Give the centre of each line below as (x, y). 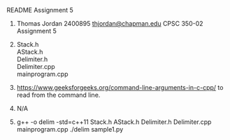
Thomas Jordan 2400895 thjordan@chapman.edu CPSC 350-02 (110, 23)
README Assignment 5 (40, 10)
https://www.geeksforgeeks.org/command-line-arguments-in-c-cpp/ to (120, 87)
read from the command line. (58, 95)
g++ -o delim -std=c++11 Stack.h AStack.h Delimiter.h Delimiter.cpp (114, 122)
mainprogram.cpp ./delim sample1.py (70, 129)
